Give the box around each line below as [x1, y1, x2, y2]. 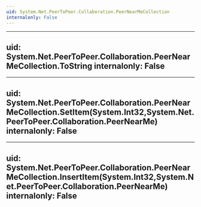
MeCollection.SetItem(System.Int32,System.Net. [6, 107, 194, 117]
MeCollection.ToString [6, 61, 93, 71]
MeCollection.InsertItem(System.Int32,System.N [6, 172, 194, 182]
